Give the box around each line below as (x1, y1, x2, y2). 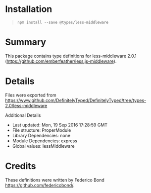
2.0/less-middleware (5, 102, 48, 108)
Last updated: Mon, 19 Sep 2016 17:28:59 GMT (12, 122, 108, 128)
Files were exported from (5, 92, 56, 98)
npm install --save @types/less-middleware (17, 20, 109, 25)
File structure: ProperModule (12, 127, 71, 133)
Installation (5, 3, 52, 15)
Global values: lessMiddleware (12, 143, 75, 149)
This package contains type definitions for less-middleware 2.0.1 (5, 53, 137, 59)
